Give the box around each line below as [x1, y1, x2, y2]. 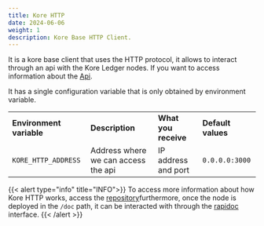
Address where [90, 145, 147, 156]
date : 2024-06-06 [8, 19, 65, 27]
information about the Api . [8, 71, 93, 81]
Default [202, 118, 231, 129]
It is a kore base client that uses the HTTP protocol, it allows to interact [8, 55, 237, 64]
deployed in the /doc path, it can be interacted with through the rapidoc [8, 202, 239, 211]
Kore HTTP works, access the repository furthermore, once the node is [8, 193, 237, 202]
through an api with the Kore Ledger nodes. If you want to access [8, 64, 220, 73]
